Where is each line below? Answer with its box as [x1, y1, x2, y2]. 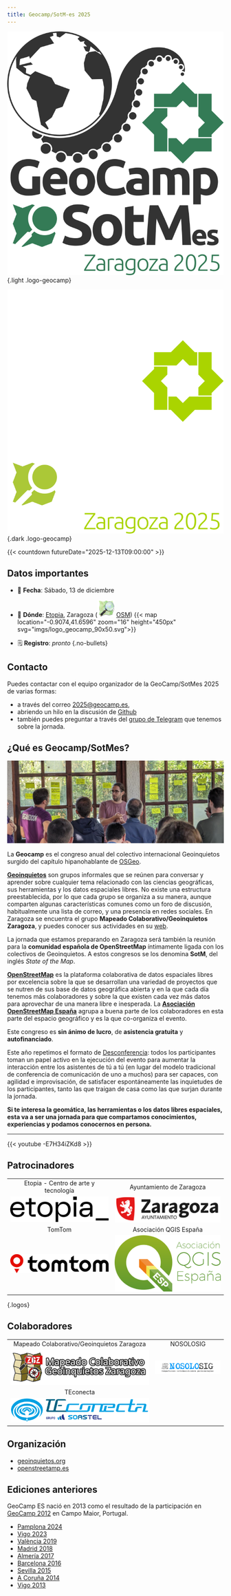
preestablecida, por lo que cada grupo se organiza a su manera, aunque [7, 892, 212, 901]
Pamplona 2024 [16, 1522, 63, 1531]
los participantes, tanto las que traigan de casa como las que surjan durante [7, 1084, 223, 1093]
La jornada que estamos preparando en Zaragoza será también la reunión [7, 935, 216, 943]
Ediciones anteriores [7, 1483, 98, 1496]
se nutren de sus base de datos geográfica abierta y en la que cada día [7, 984, 209, 993]
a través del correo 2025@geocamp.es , [16, 700, 131, 709]
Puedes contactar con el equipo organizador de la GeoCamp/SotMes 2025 [7, 680, 219, 688]
